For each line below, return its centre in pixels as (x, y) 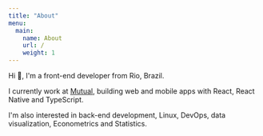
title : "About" (34, 16)
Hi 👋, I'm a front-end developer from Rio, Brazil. (86, 76)
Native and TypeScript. (46, 100)
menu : (17, 23)
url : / (34, 46)
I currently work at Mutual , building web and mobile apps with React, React (131, 91)
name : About (42, 38)
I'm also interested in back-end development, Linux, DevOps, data (117, 115)
